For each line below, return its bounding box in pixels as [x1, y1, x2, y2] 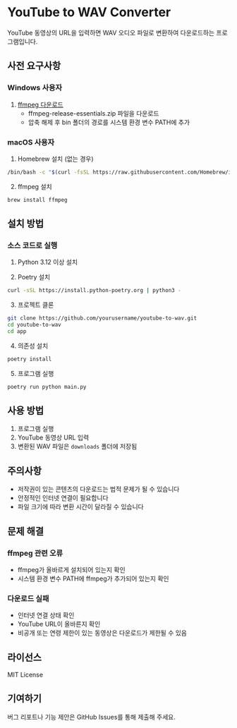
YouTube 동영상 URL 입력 [17, 433, 90, 442]
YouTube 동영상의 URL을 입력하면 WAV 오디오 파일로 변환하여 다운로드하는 [7, 28, 215, 37]
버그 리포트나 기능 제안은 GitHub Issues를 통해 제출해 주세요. [7, 712, 176, 721]
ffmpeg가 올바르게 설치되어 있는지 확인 [17, 565, 126, 574]
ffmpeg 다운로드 [17, 100, 63, 109]
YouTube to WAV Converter [7, 4, 171, 20]
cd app [7, 327, 27, 335]
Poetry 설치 [17, 273, 51, 281]
